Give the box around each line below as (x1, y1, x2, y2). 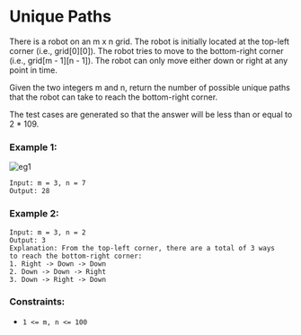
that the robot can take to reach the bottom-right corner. (9, 92, 218, 102)
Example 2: (9, 207, 59, 220)
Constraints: (9, 295, 66, 308)
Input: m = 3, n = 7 (9, 179, 87, 188)
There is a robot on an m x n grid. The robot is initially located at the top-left (9, 36, 290, 47)
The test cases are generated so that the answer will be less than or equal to (9, 109, 293, 119)
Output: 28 (9, 187, 50, 196)
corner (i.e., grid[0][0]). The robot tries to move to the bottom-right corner (9, 45, 284, 56)
